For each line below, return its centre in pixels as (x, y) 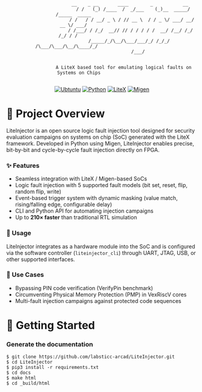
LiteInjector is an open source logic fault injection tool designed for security (101, 130)
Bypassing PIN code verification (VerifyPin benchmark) (84, 288)
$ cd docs (19, 373)
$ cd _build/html (28, 384)
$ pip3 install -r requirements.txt (52, 368)
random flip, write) (38, 191)
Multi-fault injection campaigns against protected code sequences (98, 301)
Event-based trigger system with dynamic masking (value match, (96, 198)
